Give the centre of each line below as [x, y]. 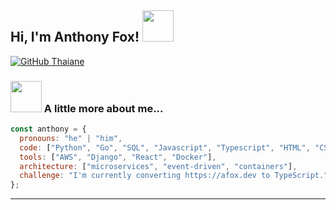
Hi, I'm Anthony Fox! [75, 37]
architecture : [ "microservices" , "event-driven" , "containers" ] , [158, 166]
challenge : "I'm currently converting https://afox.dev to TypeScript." [174, 176]
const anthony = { [48, 129]
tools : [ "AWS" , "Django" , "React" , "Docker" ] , [118, 157]
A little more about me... [103, 108]
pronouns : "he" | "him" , [71, 138]
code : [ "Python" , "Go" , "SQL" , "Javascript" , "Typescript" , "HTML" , [165, 147]
